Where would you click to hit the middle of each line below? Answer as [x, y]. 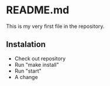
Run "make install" [37, 64]
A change [26, 77]
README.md [38, 10]
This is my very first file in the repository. [55, 26]
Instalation [26, 44]
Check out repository [40, 58]
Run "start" [28, 71]
